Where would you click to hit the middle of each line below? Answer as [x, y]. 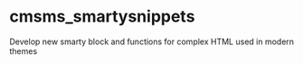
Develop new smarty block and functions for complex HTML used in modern [152, 41]
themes [24, 50]
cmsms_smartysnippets [102, 17]
